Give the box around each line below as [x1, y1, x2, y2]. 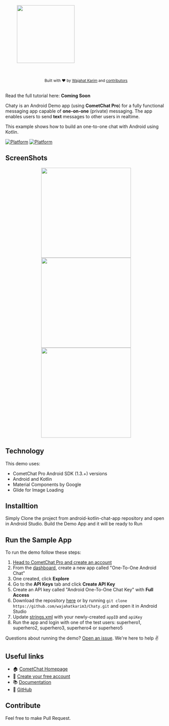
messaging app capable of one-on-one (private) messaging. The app [5, 108, 153, 114]
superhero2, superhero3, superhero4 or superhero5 [12, 625, 123, 631]
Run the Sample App [5, 535, 72, 544]
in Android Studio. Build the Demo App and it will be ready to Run [5, 521, 142, 527]
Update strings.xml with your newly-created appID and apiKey [12, 614, 142, 620]
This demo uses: [5, 460, 40, 466]
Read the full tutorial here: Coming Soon [5, 93, 91, 99]
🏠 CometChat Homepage [12, 666, 68, 672]
